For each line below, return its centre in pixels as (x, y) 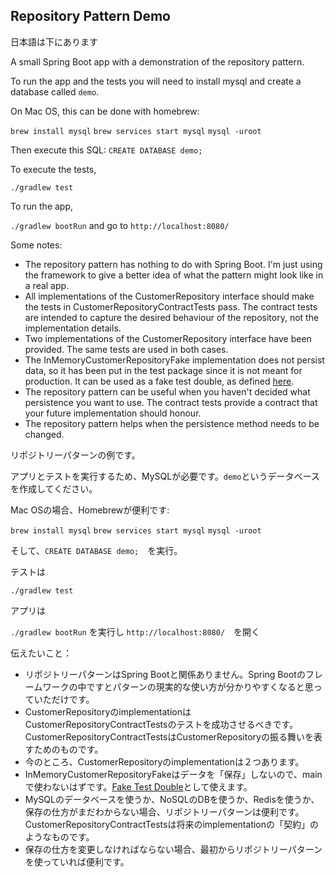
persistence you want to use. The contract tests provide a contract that (171, 402)
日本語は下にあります (54, 41)
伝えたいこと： (41, 653)
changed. (44, 434)
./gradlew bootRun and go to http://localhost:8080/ (120, 225)
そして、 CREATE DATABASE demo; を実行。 (96, 550)
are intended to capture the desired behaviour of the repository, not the (172, 317)
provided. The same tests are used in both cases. (126, 349)
